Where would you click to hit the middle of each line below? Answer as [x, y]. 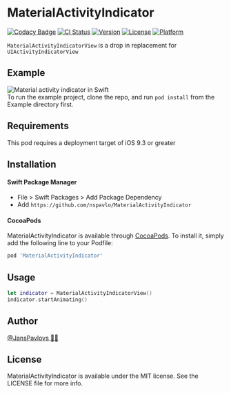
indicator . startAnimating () [48, 299]
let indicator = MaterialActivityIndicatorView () [80, 294]
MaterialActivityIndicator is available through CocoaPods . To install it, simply [115, 236]
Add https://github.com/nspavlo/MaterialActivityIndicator [104, 204]
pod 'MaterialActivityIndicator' [55, 256]
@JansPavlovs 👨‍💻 [33, 338]
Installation [32, 164]
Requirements [38, 126]
